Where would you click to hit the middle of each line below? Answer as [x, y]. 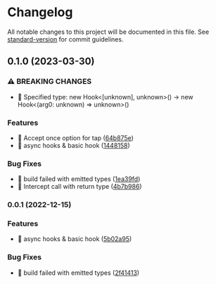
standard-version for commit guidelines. [65, 39]
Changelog [40, 12]
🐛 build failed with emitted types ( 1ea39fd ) [79, 179]
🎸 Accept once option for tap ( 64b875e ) [75, 137]
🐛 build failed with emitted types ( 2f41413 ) [78, 273]
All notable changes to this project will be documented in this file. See [108, 32]
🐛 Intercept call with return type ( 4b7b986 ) [80, 187]
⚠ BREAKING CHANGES [50, 82]
